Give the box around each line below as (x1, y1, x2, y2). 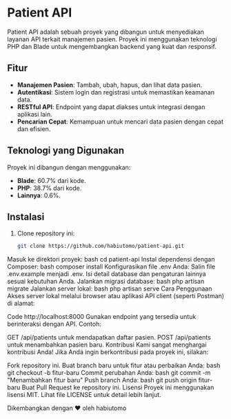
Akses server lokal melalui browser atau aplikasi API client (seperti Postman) (7, 292, 225, 300)
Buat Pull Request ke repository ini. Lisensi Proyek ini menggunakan (21, 383, 214, 391)
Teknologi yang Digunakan (7, 145, 125, 157)
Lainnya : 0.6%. (17, 191, 61, 199)
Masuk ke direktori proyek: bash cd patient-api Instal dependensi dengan (7, 255, 215, 264)
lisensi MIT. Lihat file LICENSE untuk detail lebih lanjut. (7, 391, 162, 399)
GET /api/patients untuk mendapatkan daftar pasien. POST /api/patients (7, 333, 212, 342)
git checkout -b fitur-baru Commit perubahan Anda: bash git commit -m (7, 369, 211, 377)
